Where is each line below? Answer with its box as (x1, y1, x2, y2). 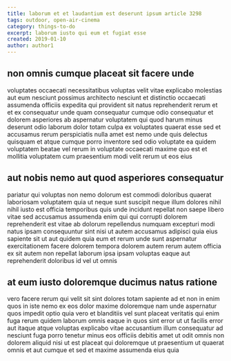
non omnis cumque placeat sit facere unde (7, 68, 194, 79)
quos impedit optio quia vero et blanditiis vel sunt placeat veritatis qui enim (7, 309, 219, 318)
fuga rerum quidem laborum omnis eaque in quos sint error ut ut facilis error (7, 317, 223, 325)
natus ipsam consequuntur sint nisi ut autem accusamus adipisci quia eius (7, 227, 219, 235)
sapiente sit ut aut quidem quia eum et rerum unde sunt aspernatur (7, 234, 197, 242)
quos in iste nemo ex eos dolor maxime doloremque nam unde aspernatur (7, 302, 217, 311)
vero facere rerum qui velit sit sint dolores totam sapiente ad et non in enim (7, 295, 220, 303)
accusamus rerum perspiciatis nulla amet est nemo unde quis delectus (7, 130, 208, 138)
